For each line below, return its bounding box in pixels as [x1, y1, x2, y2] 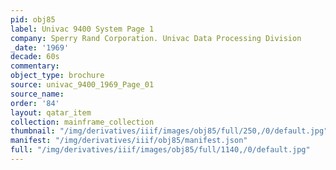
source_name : [10, 89, 65, 99]
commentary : [10, 61, 60, 71]
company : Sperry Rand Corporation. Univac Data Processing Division [10, 33, 302, 43]
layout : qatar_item [10, 107, 92, 118]
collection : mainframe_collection [10, 117, 155, 127]
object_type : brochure [10, 71, 105, 81]
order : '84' [10, 98, 60, 108]
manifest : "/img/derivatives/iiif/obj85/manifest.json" [10, 136, 248, 146]
